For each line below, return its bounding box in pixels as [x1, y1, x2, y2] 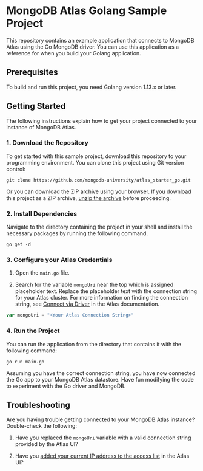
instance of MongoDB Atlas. [6, 123, 76, 131]
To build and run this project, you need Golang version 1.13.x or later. [6, 83, 177, 91]
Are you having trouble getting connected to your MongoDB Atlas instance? [6, 416, 195, 423]
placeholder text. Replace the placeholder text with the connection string [15, 287, 198, 295]
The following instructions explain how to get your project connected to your [6, 117, 198, 125]
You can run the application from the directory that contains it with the [6, 340, 182, 348]
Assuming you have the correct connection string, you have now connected [6, 369, 196, 377]
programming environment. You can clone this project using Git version [6, 159, 184, 166]
